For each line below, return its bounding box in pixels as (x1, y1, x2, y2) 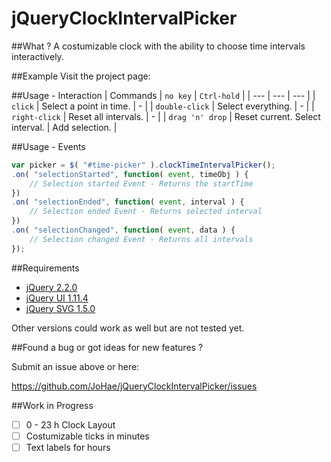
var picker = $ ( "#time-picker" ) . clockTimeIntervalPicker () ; (11, 160, 276, 170)
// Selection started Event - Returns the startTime (29, 178, 254, 189)
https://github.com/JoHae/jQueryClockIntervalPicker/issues (11, 380, 258, 392)
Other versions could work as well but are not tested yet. (11, 322, 245, 334)
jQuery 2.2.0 (25, 281, 78, 293)
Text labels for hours (25, 441, 111, 453)
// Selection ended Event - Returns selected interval (29, 207, 263, 217)
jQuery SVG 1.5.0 (25, 302, 96, 314)
